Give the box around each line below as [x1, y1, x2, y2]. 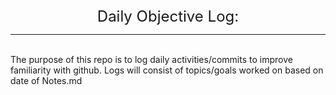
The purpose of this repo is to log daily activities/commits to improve [10, 54, 293, 65]
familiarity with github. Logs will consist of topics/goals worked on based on [10, 64, 324, 76]
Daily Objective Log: [96, 7, 240, 26]
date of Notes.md [10, 75, 83, 86]
